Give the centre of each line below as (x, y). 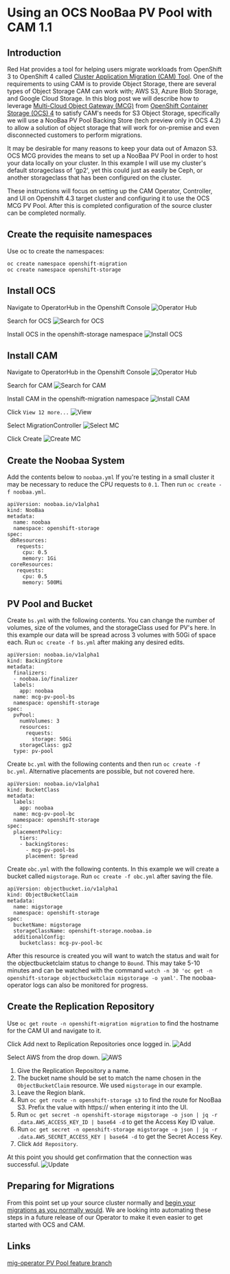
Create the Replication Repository (81, 1007)
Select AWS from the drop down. (54, 1057)
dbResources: (29, 541)
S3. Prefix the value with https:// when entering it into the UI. (103, 1107)
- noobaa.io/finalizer (46, 679)
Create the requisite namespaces (80, 234)
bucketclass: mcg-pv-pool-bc (61, 943)
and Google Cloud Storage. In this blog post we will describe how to (103, 98)
